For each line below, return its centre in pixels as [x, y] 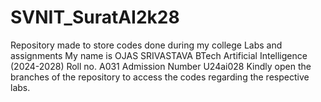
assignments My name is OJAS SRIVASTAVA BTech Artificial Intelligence [159, 55]
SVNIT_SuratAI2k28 [95, 17]
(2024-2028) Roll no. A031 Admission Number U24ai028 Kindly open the [161, 66]
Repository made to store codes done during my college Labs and [146, 45]
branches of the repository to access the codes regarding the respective [160, 77]
